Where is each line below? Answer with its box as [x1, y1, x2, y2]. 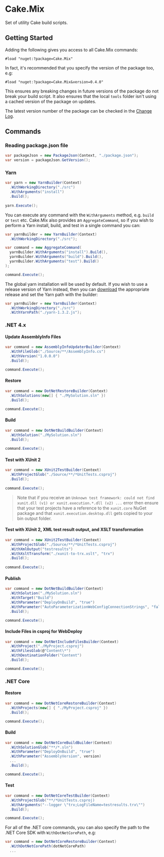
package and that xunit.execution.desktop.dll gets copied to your [17, 510, 153, 516]
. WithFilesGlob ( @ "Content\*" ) [9, 649, 71, 653]
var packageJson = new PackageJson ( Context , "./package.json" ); [5, 153, 139, 158]
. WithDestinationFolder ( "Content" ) [9, 653, 82, 658]
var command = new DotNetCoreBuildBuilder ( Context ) [5, 740, 112, 745]
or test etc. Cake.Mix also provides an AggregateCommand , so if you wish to [5, 217, 154, 223]
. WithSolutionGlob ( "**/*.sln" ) [9, 745, 73, 750]
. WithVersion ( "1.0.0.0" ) [9, 354, 60, 359]
